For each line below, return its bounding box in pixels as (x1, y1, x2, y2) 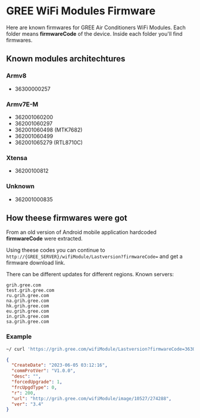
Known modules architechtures (6, 54, 126, 64)
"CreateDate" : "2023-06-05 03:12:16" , (11, 362, 108, 369)
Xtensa (6, 154, 28, 162)
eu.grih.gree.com (6, 308, 49, 314)
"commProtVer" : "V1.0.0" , (11, 368, 76, 374)
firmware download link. (6, 259, 65, 266)
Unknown (6, 182, 35, 191)
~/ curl (6, 346, 26, 352)
